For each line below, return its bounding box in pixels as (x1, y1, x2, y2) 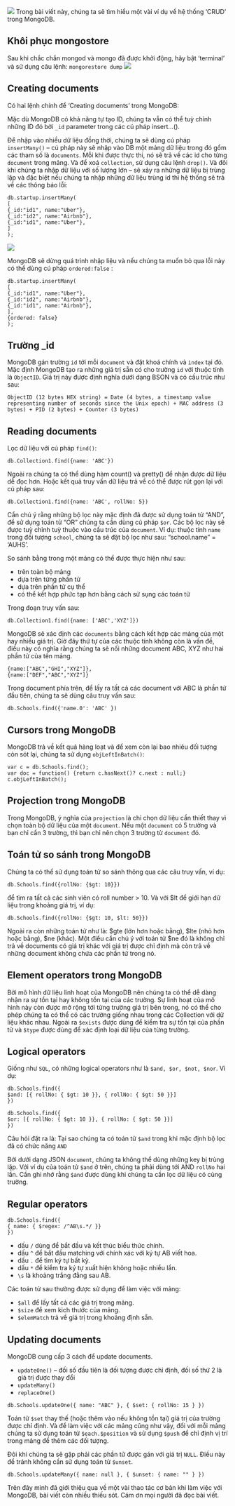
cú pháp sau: (7, 485, 45, 493)
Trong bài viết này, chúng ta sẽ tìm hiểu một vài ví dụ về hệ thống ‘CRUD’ (15, 8, 227, 15)
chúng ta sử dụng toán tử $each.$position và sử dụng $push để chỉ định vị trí (7, 1429, 228, 1437)
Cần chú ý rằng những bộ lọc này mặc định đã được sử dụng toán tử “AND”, (7, 511, 225, 519)
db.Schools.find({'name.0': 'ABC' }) (7, 705, 117, 712)
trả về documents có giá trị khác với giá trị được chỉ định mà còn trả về (7, 941, 211, 950)
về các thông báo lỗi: (7, 180, 68, 189)
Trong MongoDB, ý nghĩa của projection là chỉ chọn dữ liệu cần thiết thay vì (7, 813, 227, 822)
